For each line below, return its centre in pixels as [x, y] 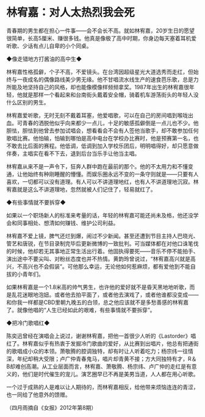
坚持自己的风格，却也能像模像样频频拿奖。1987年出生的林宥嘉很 [108, 87]
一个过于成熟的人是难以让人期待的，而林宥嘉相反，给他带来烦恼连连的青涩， [103, 387]
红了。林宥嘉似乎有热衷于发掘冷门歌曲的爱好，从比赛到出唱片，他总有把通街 [103, 343]
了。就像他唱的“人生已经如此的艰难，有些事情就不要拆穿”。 [81, 310]
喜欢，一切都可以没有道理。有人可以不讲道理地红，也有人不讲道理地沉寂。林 [103, 181]
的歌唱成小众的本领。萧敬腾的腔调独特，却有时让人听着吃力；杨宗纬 [92, 351]
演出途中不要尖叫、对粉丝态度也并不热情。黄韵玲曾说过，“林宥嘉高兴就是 [99, 259]
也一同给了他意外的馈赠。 [38, 394]
